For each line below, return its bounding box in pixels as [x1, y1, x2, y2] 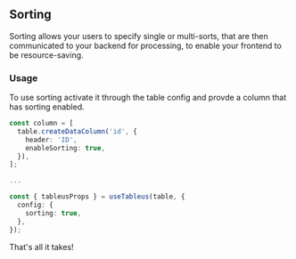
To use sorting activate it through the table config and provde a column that [9, 93, 287, 103]
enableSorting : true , [25, 143, 105, 152]
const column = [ [9, 119, 74, 128]
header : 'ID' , [25, 135, 78, 144]
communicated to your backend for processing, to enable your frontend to [9, 40, 283, 51]
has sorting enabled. [9, 101, 85, 112]
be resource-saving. [9, 49, 84, 61]
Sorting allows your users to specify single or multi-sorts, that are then [9, 30, 269, 41]
